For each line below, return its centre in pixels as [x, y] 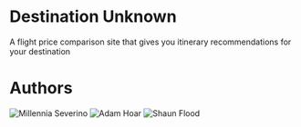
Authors [41, 88]
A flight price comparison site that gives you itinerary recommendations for [150, 42]
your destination [40, 51]
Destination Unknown [93, 17]
